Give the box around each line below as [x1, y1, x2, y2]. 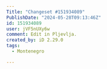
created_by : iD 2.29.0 [6, 37, 63, 43]
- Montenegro [11, 48, 45, 54]
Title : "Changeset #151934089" [6, 8, 85, 15]
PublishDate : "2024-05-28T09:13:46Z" [6, 15, 102, 21]
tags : [6, 43, 20, 49]
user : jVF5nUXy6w [6, 25, 50, 32]
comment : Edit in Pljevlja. [6, 31, 77, 38]
